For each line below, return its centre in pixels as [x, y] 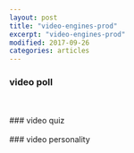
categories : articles [50, 51]
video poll [31, 82]
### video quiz [37, 121]
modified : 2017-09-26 [50, 42]
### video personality [50, 140]
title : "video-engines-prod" [63, 26]
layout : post [33, 17]
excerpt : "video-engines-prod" [67, 34]
